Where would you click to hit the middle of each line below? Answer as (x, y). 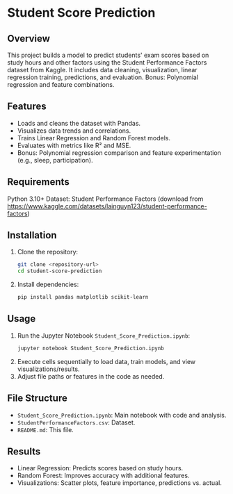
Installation (32, 235)
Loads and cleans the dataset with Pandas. (79, 123)
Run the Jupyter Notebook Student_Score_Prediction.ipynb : (104, 336)
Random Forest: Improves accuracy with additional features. (103, 476)
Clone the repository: (48, 252)
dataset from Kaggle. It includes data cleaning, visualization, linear (102, 70)
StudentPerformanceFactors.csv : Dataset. (76, 422)
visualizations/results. (48, 369)
